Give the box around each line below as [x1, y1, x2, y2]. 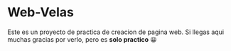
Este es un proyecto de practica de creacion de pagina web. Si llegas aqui [7, 28, 225, 36]
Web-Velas [7, 4, 75, 21]
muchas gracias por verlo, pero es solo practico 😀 [7, 35, 158, 43]
